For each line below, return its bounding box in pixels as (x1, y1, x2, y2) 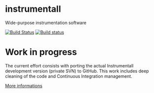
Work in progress (5, 47, 77, 58)
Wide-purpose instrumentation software (5, 20, 87, 26)
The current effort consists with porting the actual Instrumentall (5, 62, 134, 68)
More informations (5, 83, 43, 89)
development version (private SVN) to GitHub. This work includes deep (5, 68, 149, 74)
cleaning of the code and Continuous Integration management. (5, 73, 132, 79)
